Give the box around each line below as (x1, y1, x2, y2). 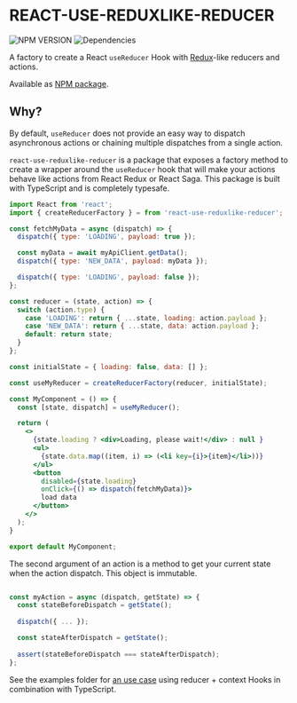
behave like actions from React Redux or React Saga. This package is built (9, 173, 281, 184)
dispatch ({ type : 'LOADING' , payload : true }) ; (17, 233, 197, 241)
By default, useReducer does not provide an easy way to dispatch (9, 128, 246, 138)
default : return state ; (25, 330, 113, 339)
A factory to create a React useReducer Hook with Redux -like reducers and (9, 51, 280, 62)
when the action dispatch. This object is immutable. (9, 567, 198, 578)
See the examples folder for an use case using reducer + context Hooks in (9, 674, 281, 684)
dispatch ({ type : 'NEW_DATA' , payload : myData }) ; (17, 257, 208, 266)
